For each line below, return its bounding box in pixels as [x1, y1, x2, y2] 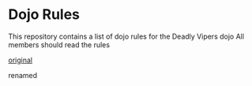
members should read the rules [8, 39, 111, 49]
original [8, 55, 33, 65]
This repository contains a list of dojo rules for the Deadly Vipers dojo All [8, 32, 245, 41]
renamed [8, 70, 38, 80]
